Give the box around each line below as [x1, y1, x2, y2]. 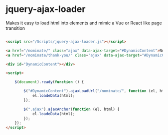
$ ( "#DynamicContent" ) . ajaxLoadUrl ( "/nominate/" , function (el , [23, 88, 158, 94]
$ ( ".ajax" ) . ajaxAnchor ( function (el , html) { [23, 107, 120, 112]
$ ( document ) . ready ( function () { [14, 79, 84, 85]
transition [5, 25, 25, 31]
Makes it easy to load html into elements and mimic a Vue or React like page [5, 20, 163, 26]
